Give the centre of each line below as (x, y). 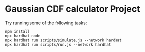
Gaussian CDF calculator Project (72, 9)
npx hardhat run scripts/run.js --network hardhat (58, 44)
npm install (17, 31)
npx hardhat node (23, 36)
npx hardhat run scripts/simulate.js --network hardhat (63, 40)
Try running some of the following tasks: (46, 23)
